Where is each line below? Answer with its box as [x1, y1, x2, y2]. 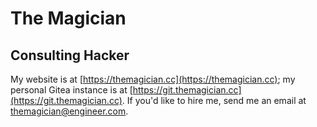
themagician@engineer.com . [10, 105, 129, 117]
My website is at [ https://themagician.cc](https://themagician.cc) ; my [10, 73, 296, 85]
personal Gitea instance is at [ [10, 84, 133, 96]
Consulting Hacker [10, 47, 130, 64]
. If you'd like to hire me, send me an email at [121, 95, 307, 106]
